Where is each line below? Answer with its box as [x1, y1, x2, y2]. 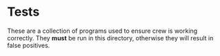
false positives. [7, 41, 50, 49]
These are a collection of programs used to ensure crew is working [7, 27, 198, 35]
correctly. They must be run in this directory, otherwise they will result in [7, 33, 214, 42]
